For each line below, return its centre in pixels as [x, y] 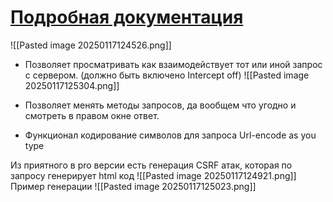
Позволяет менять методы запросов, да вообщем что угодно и [160, 105]
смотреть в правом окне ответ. [92, 115]
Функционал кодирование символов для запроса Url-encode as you [170, 135]
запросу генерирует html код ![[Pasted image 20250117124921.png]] [153, 175]
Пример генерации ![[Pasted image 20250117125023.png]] [133, 186]
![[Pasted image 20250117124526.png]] [91, 45]
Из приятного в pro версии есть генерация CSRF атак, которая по [151, 165]
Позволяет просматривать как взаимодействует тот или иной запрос [173, 64]
